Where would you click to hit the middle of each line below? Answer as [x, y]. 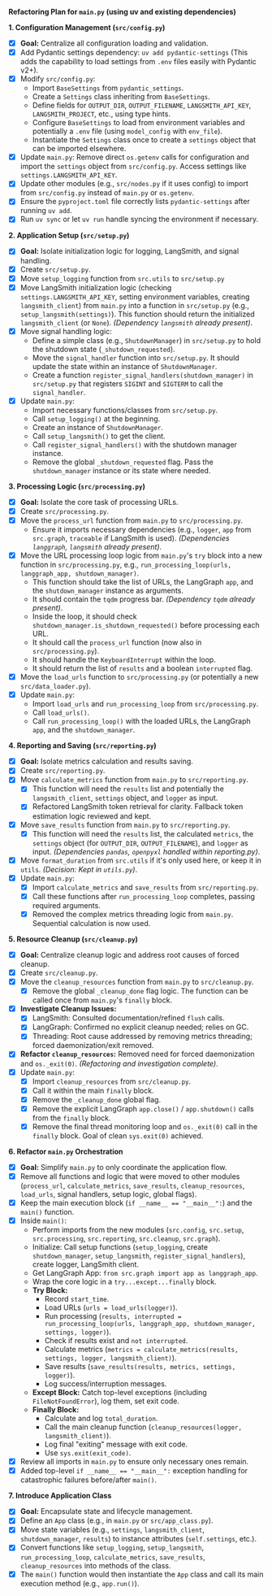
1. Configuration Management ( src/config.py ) [87, 27]
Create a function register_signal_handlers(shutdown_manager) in [142, 375]
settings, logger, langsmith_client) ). [110, 1358]
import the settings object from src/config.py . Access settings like [133, 167]
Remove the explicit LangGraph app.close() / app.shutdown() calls [143, 1108]
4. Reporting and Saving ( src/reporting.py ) [82, 746]
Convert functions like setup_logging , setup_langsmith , [112, 1547]
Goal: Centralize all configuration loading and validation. [114, 43]
